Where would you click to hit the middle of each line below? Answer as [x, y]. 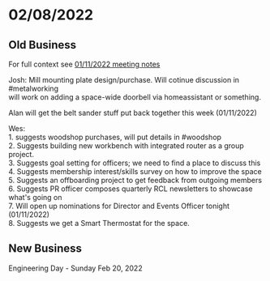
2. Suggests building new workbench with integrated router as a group [126, 146]
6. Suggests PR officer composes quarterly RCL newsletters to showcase [131, 189]
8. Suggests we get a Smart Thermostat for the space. [99, 223]
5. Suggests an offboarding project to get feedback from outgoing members [135, 180]
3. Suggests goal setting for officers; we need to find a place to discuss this [135, 163]
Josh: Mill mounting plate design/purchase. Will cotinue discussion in [124, 80]
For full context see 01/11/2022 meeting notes [84, 64]
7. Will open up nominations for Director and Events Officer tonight [119, 206]
